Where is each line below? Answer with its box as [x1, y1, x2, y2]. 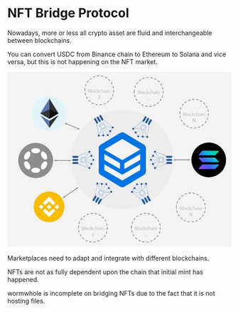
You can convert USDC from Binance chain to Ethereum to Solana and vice [7, 50, 227, 58]
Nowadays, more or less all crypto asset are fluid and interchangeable [7, 28, 212, 37]
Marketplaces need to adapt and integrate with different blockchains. [7, 254, 210, 262]
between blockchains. [7, 36, 72, 44]
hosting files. [7, 296, 45, 305]
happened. [7, 275, 39, 284]
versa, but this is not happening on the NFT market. [7, 57, 158, 66]
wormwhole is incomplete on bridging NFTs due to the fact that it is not [7, 288, 215, 297]
